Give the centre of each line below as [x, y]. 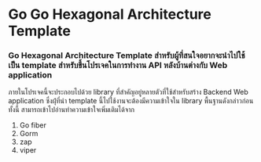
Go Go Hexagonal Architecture [110, 14]
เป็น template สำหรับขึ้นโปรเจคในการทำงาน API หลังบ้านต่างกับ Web [118, 66]
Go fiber [33, 125]
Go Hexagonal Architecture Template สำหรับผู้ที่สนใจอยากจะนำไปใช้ [127, 56]
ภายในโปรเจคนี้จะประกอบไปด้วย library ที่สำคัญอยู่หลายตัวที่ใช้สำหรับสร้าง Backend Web [129, 92]
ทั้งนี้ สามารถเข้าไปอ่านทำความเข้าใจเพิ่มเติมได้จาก [72, 110]
